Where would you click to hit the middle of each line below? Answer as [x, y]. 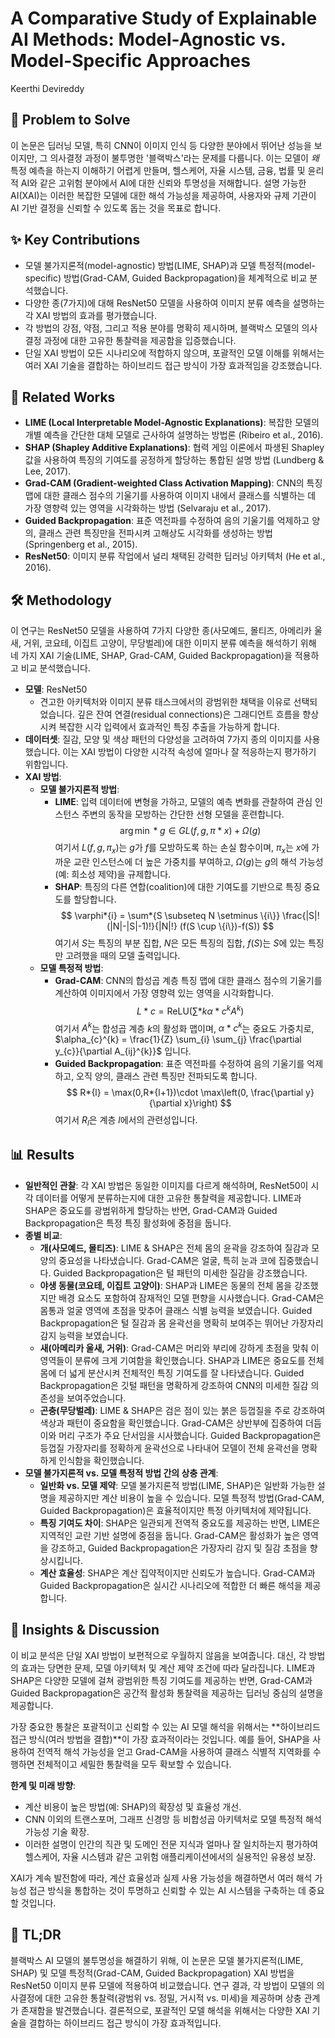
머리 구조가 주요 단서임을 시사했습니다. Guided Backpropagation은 [190, 1435]
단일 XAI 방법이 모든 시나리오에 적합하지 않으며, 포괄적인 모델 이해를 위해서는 [174, 353]
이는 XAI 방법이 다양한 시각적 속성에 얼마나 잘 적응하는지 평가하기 [189, 752]
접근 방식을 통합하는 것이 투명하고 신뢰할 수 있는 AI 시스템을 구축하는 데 [167, 1890]
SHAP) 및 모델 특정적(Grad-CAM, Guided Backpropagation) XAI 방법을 [152, 1973]
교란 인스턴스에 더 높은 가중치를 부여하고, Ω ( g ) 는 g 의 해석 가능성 [198, 861]
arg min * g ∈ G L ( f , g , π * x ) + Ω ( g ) [190, 831]
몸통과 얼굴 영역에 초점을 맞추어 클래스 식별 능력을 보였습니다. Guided [176, 1310]
